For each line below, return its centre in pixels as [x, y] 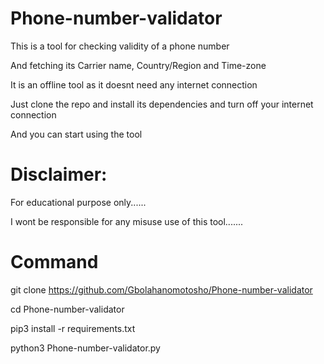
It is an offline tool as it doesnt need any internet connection [134, 84]
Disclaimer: [59, 174]
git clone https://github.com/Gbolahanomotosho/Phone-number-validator [161, 289]
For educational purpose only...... [78, 202]
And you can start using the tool [76, 134]
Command [54, 262]
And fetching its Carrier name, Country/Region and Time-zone [138, 65]
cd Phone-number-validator [67, 309]
